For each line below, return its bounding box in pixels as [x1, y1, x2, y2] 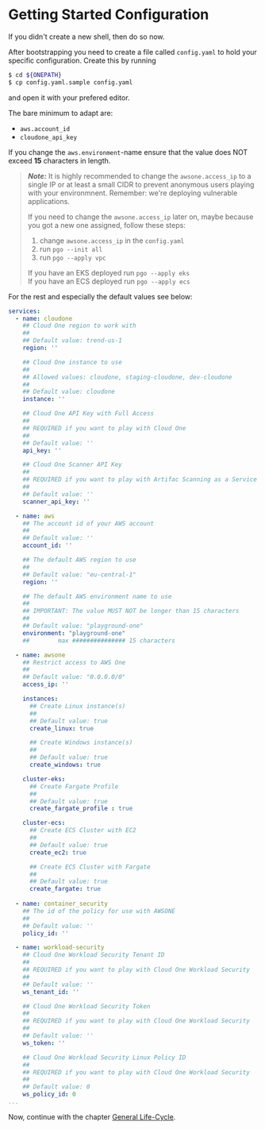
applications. [27, 196, 70, 206]
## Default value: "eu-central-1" [22, 570, 136, 579]
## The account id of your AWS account [22, 519, 155, 527]
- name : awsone [15, 651, 66, 659]
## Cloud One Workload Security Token [22, 1002, 151, 1010]
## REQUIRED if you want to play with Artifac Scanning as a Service [22, 476, 258, 484]
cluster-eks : [22, 775, 66, 783]
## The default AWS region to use [22, 556, 136, 564]
